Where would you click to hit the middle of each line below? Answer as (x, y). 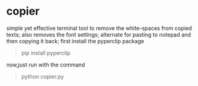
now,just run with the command (46, 65)
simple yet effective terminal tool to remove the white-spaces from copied (99, 28)
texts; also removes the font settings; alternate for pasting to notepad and (99, 34)
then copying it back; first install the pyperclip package (75, 41)
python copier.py (42, 76)
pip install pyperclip (46, 52)
